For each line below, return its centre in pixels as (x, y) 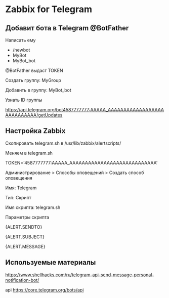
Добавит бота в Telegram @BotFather (67, 28)
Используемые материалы (51, 262)
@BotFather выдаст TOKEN (34, 70)
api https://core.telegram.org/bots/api (45, 290)
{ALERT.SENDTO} (24, 227)
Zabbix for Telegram (49, 9)
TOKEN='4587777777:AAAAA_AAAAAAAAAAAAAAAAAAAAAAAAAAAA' (81, 162)
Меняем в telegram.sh (29, 153)
